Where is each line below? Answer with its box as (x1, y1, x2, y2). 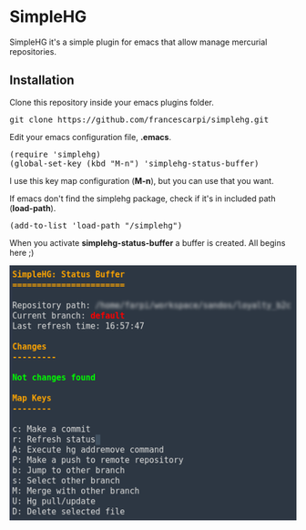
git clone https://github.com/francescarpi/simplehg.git (9, 114, 270, 125)
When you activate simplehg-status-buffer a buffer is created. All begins (9, 237, 286, 248)
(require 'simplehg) (9, 148, 102, 159)
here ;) (9, 247, 35, 258)
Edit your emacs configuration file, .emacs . (9, 131, 171, 142)
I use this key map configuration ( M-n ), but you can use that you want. (9, 175, 275, 186)
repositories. (9, 46, 57, 56)
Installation (9, 73, 75, 88)
